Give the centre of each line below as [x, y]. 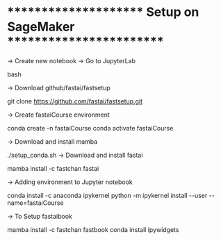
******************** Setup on [103, 12]
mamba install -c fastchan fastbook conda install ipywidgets [93, 229]
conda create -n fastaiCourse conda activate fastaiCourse [90, 128]
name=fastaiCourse [35, 203]
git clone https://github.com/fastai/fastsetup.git [75, 101]
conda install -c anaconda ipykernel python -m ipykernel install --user [107, 195]
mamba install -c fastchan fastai [53, 168]
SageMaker [41, 27]
